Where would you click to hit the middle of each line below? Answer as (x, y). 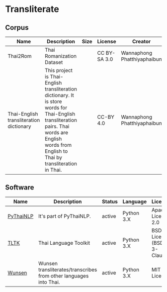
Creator (141, 42)
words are (56, 133)
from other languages (63, 276)
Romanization (61, 56)
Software (20, 188)
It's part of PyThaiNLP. (64, 216)
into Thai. (49, 282)
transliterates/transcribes (68, 270)
